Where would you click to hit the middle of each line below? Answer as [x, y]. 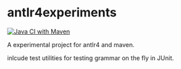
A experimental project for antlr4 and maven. [71, 44]
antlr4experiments [62, 13]
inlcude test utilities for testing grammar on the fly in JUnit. [90, 58]
